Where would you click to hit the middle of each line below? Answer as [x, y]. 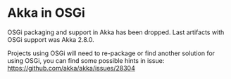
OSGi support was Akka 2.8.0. [51, 39]
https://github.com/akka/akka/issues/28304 [71, 68]
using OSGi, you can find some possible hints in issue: [86, 60]
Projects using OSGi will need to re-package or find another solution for [111, 53]
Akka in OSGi [46, 13]
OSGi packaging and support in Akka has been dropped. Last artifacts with [116, 32]
